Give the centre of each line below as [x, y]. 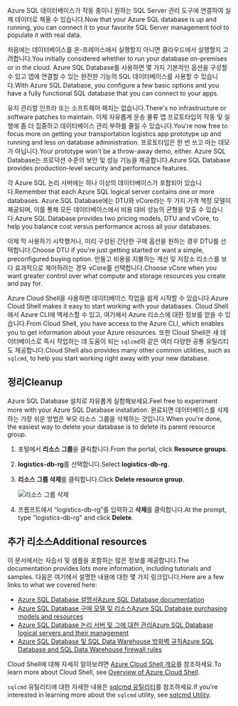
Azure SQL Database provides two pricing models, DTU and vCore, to [117, 218]
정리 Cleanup [35, 382]
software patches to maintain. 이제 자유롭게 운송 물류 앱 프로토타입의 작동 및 [115, 117]
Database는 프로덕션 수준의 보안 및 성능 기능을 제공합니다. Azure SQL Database [119, 160]
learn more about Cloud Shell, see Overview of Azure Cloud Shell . [104, 672]
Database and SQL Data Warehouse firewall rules [90, 649]
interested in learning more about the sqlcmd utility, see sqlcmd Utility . [109, 695]
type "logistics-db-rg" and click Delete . [75, 517]
